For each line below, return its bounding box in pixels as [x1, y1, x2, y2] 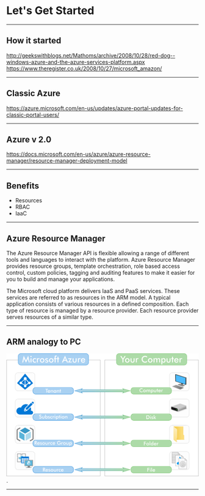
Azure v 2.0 [6, 134, 52, 144]
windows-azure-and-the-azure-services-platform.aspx [6, 58, 145, 65]
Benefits [6, 180, 40, 191]
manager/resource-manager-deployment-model [6, 157, 128, 165]
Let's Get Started [6, 4, 95, 18]
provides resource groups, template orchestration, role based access [6, 262, 180, 270]
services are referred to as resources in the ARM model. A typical [6, 294, 171, 301]
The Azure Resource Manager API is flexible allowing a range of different [6, 250, 189, 257]
